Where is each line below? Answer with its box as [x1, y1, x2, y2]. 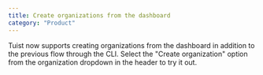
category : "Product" [8, 19, 76, 27]
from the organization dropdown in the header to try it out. [8, 57, 198, 67]
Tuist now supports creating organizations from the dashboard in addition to [8, 40, 255, 50]
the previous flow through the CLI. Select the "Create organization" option [8, 49, 248, 58]
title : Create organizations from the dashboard [8, 11, 171, 20]
